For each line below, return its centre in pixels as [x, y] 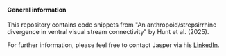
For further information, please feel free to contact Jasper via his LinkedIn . [113, 45]
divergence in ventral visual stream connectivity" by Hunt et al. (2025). [108, 32]
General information [37, 10]
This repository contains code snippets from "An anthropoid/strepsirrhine [112, 25]
